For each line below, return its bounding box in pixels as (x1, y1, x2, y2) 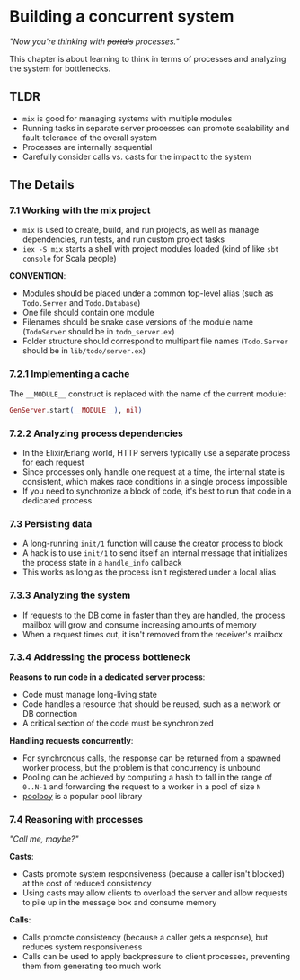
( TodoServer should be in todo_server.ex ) (22, 326, 175, 337)
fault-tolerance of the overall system (22, 132, 157, 143)
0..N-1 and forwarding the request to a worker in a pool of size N (22, 780, 261, 792)
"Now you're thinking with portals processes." (9, 36, 180, 47)
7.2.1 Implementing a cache (9, 368, 130, 380)
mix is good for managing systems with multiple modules (22, 112, 233, 123)
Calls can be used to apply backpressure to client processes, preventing (22, 951, 290, 962)
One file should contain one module (22, 307, 154, 318)
